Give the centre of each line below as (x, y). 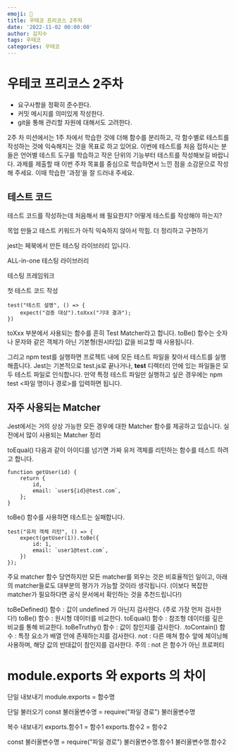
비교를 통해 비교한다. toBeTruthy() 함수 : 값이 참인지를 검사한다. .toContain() (113, 627)
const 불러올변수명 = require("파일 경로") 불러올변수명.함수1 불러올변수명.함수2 (117, 742)
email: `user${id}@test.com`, (77, 491)
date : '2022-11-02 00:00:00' (50, 27)
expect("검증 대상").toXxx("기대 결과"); (76, 313)
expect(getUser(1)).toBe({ (60, 538)
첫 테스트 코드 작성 (33, 290)
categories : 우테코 (33, 47)
